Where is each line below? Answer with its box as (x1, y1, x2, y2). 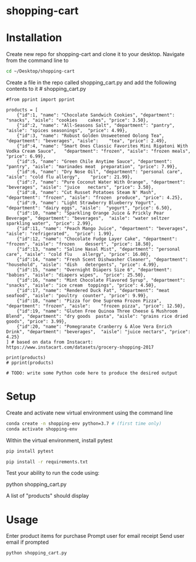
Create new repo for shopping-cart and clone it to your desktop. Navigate (6, 51, 185, 58)
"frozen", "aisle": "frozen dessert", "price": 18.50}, (6, 241, 154, 247)
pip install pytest (6, 448, 54, 454)
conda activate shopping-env (6, 426, 78, 432)
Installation (6, 31, 62, 45)
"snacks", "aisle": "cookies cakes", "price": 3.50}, (6, 117, 149, 123)
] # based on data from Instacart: (6, 339, 94, 345)
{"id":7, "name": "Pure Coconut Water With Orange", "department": (16, 179, 185, 185)
